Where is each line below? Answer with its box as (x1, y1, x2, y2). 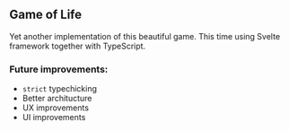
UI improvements (22, 112, 86, 123)
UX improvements (22, 102, 90, 113)
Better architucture (22, 93, 92, 104)
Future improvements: (9, 63, 109, 75)
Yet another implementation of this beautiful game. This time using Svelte (9, 31, 281, 41)
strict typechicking (22, 83, 97, 94)
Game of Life (9, 7, 83, 22)
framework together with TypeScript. (9, 40, 146, 51)
